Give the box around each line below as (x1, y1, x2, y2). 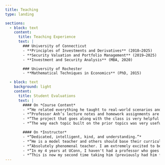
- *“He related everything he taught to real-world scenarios (23, 107, 153, 112)
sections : (5, 21, 26, 26)
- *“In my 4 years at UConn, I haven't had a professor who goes (23, 148, 160, 153)
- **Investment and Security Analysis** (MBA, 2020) (23, 57, 133, 62)
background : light (14, 84, 52, 89)
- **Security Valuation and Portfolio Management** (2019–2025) (23, 53, 157, 58)
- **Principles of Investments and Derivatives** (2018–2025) (23, 48, 153, 53)
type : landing (5, 12, 34, 17)
